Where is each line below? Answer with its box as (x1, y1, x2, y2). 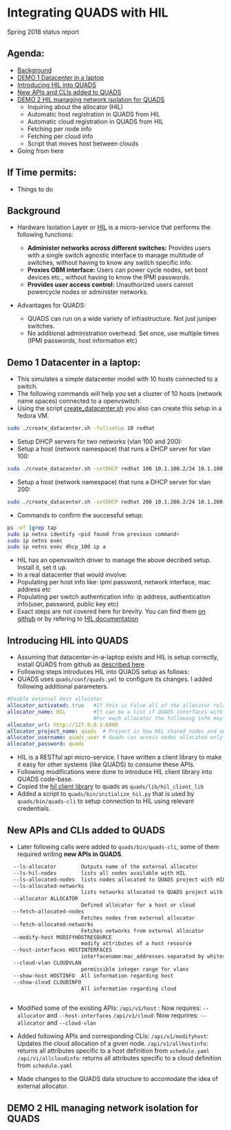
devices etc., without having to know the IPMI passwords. (27, 273, 191, 281)
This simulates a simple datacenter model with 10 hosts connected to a (16, 375, 218, 384)
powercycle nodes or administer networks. (27, 288, 149, 296)
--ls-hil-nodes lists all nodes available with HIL (13, 869, 186, 877)
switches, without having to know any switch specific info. (27, 259, 192, 267)
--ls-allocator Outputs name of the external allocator (13, 863, 198, 870)
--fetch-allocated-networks (13, 921, 94, 928)
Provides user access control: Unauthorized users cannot (27, 281, 194, 289)
